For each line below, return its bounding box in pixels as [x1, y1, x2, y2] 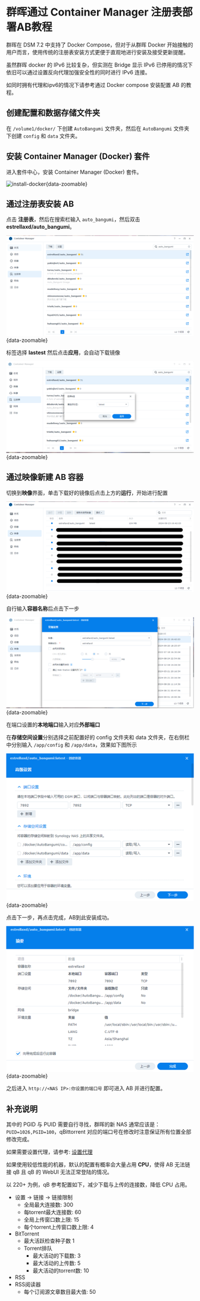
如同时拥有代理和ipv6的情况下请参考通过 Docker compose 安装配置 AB [6, 81, 180, 88]
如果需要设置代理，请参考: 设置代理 [6, 1149, 93, 1156]
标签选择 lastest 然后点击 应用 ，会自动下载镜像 [6, 349, 120, 356]
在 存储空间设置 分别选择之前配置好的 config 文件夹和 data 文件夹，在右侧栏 [6, 734, 190, 741]
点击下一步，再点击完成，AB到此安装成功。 [6, 914, 112, 921]
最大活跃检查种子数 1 [23, 1237, 75, 1244]
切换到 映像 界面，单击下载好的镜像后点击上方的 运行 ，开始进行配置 [6, 489, 168, 496]
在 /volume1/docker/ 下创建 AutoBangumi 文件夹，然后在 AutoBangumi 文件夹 [6, 124, 189, 132]
